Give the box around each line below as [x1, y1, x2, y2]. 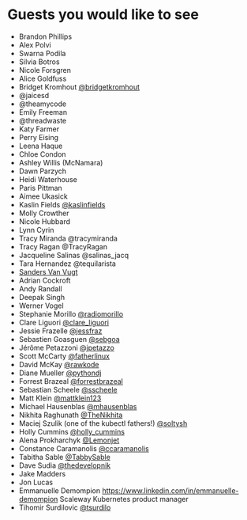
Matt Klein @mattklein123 [18, 393, 102, 403]
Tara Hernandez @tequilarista [18, 259, 116, 268]
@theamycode [18, 99, 67, 108]
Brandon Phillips [18, 32, 73, 41]
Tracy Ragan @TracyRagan [18, 241, 108, 251]
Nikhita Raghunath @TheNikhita [18, 410, 123, 419]
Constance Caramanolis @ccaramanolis [18, 443, 149, 453]
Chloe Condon [18, 149, 66, 159]
